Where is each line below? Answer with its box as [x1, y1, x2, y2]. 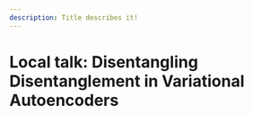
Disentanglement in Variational [9, 71, 245, 91]
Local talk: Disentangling [9, 51, 199, 72]
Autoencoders [9, 90, 119, 111]
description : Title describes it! [9, 13, 139, 22]
